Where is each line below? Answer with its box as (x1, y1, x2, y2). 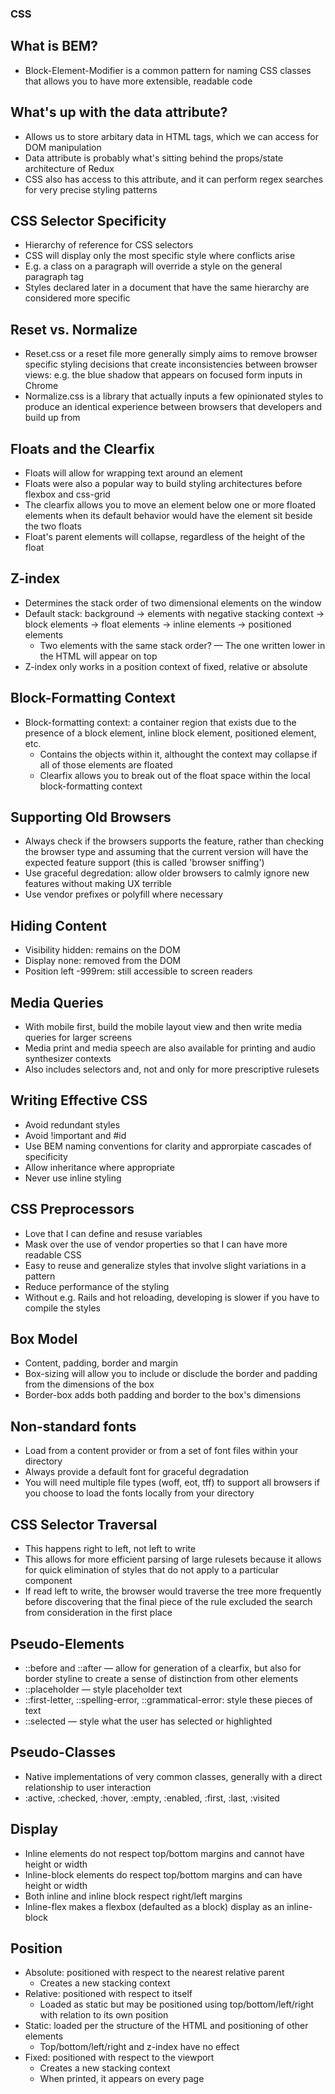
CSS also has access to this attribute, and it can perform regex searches (24, 173, 324, 185)
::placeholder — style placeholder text (24, 1683, 183, 1695)
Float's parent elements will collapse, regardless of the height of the (24, 530, 306, 542)
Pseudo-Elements (10, 1635, 125, 1652)
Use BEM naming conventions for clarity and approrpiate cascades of (24, 1140, 312, 1152)
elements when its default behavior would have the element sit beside (24, 509, 313, 521)
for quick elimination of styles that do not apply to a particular (24, 1564, 279, 1576)
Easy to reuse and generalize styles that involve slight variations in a (24, 1259, 307, 1271)
